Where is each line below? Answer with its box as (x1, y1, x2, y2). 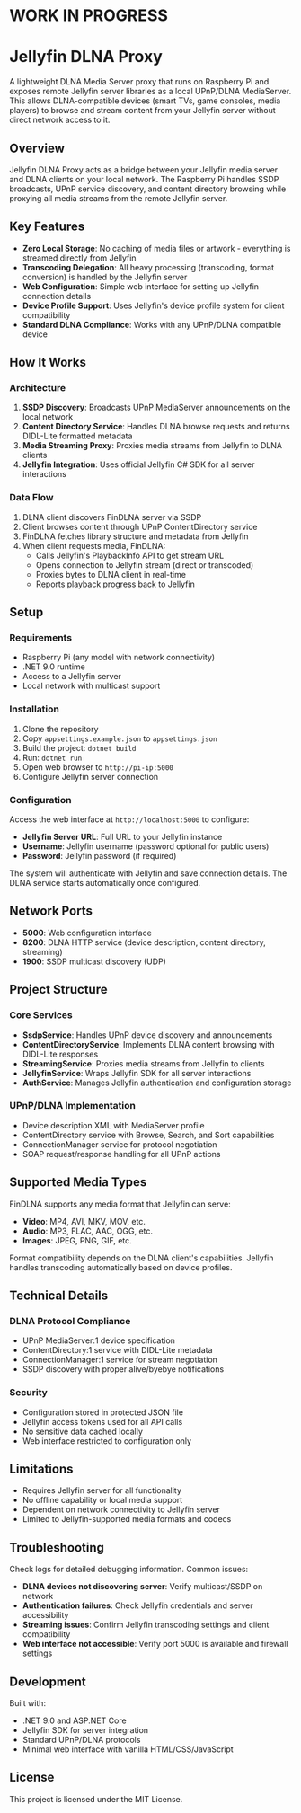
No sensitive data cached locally (22, 1426, 144, 1437)
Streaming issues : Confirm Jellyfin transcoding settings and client (22, 1619, 270, 1631)
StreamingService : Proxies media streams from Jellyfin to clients (22, 1057, 265, 1069)
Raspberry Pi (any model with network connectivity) (22, 652, 216, 663)
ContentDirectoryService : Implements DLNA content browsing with (22, 1039, 275, 1049)
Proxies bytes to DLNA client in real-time (35, 569, 187, 579)
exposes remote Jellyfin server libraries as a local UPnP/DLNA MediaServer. (9, 86, 292, 97)
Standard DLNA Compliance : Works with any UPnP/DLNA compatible (22, 319, 281, 330)
